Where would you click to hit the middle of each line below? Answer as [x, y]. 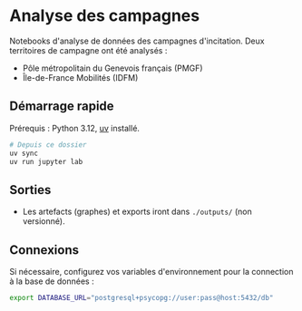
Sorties [30, 190]
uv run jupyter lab [46, 161]
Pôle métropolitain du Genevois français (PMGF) [112, 68]
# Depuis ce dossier [49, 145]
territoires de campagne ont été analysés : [88, 50]
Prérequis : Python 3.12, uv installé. [75, 128]
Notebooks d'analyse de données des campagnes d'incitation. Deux [137, 41]
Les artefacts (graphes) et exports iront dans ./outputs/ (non [137, 212]
